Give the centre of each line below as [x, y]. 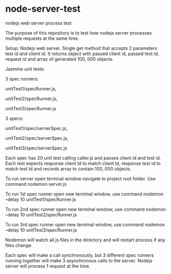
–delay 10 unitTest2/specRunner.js [41, 214]
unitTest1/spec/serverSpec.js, [36, 128]
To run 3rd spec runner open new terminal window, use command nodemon [85, 225]
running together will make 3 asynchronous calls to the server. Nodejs [79, 260]
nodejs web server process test [39, 23]
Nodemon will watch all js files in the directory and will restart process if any [86, 240]
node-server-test [43, 9]
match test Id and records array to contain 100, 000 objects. [68, 168]
